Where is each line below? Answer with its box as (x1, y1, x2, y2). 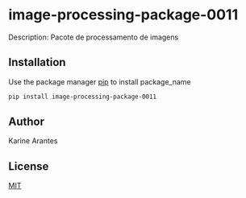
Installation (8, 56, 66, 69)
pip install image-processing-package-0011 (8, 93, 157, 101)
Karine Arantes (8, 136, 58, 146)
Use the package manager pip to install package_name (8, 76, 191, 86)
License (8, 159, 49, 173)
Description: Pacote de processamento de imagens (8, 32, 179, 42)
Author (8, 115, 44, 129)
